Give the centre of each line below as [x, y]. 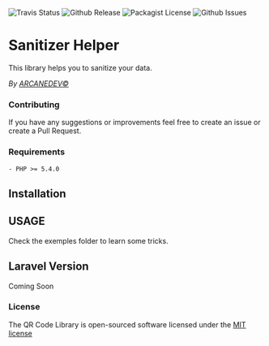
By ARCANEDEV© [38, 83]
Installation [37, 194]
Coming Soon [31, 286]
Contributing [34, 104]
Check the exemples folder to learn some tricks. [88, 240]
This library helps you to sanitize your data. [80, 67]
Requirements [37, 152]
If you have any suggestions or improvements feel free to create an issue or [134, 123]
